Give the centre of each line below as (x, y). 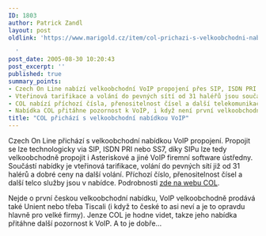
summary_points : (35, 81)
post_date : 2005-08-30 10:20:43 (61, 59)
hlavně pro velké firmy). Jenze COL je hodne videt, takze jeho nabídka (123, 215)
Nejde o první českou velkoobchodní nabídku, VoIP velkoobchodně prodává (132, 198)
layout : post (30, 30)
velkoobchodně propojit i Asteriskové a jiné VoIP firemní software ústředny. (131, 158)
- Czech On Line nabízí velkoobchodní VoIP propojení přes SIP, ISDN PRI (133, 89)
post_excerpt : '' (37, 67)
